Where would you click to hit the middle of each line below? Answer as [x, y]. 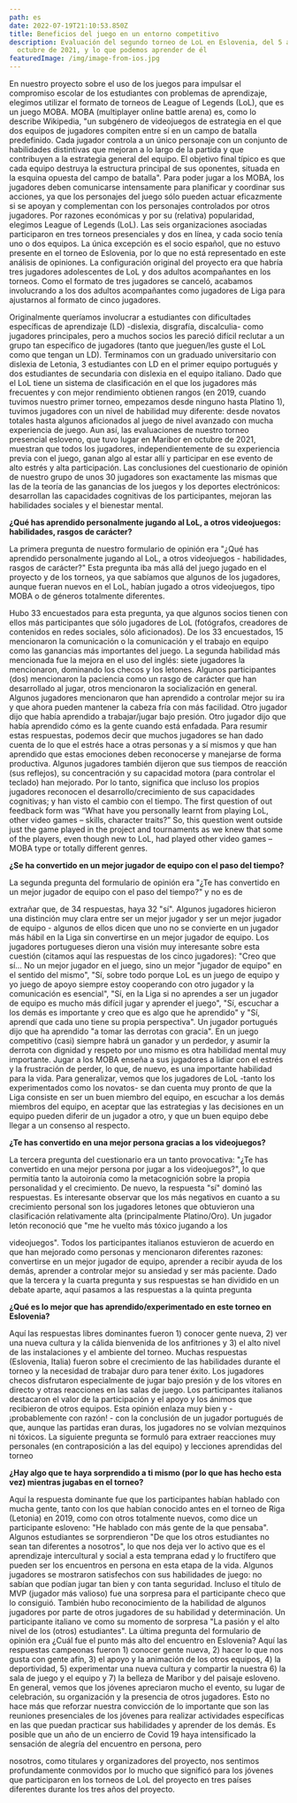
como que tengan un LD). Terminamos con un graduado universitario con [143, 354]
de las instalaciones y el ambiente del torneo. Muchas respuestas [128, 1352]
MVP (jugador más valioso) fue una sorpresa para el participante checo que [147, 1593]
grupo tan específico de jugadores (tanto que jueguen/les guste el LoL [137, 345]
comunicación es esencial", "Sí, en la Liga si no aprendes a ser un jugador [144, 994]
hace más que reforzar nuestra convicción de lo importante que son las [139, 1706]
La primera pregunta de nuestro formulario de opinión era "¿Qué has [134, 549]
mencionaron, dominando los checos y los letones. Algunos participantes [143, 670]
